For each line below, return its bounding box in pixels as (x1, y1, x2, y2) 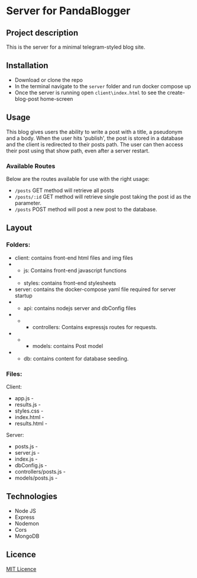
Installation (6, 60, 49, 71)
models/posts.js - (14, 474, 58, 481)
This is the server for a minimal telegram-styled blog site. (6, 43, 146, 50)
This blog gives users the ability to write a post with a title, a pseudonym (6, 128, 182, 135)
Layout (6, 223, 33, 233)
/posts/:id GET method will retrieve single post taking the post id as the (14, 193, 191, 200)
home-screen (40, 95, 73, 102)
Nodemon (14, 520, 40, 527)
